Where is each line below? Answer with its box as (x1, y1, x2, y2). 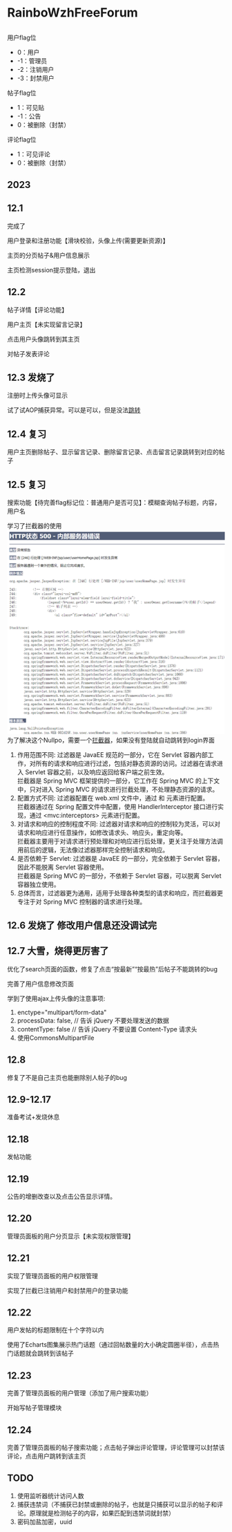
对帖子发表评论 (7, 349, 50, 357)
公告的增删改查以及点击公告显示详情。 (7, 1192, 116, 1200)
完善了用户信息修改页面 (7, 980, 74, 988)
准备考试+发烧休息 (7, 1113, 60, 1121)
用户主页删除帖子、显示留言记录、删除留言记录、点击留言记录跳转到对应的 (7, 448, 219, 456)
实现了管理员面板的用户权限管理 (7, 1271, 98, 1280)
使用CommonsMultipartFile (17, 1034, 95, 1042)
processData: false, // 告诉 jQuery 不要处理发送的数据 (17, 1016, 169, 1025)
